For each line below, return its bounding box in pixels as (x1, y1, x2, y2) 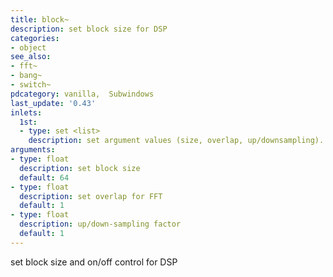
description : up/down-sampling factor (19, 219, 182, 230)
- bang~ (10, 71, 43, 81)
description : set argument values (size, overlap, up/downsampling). (28, 136, 325, 146)
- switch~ (10, 80, 52, 90)
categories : (10, 33, 60, 43)
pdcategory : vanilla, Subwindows (10, 89, 155, 99)
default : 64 (19, 172, 70, 183)
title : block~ (10, 14, 70, 25)
